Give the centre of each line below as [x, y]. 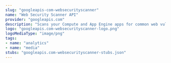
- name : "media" [22, 48]
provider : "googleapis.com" [35, 19]
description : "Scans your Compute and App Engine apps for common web [82, 24]
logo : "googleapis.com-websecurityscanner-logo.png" [62, 29]
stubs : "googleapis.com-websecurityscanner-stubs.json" [66, 52]
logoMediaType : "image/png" [35, 34]
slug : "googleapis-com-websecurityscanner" [52, 10]
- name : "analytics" [27, 43]
